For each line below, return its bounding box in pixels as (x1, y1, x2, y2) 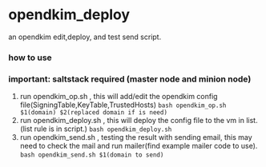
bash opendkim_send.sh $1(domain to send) (19, 151, 164, 159)
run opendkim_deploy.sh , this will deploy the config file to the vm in (19, 116, 244, 125)
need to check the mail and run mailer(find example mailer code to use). (19, 141, 258, 151)
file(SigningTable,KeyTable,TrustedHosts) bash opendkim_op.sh (19, 100, 227, 109)
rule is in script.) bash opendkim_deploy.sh (34, 124, 172, 133)
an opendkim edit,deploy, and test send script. (8, 32, 162, 42)
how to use (8, 52, 52, 63)
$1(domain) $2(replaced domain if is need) (19, 109, 168, 117)
